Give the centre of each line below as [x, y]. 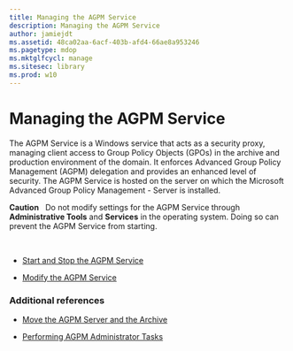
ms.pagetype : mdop [43, 50]
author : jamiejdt [41, 34]
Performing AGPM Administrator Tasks [93, 336]
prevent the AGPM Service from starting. [83, 225]
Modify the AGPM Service [69, 277]
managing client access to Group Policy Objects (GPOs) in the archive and [145, 152]
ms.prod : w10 [33, 75]
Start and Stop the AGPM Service [83, 260]
